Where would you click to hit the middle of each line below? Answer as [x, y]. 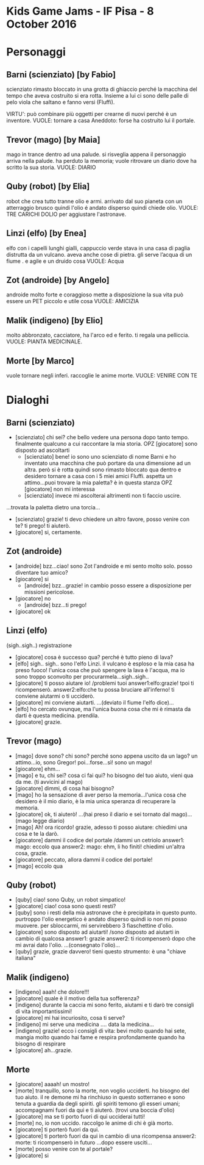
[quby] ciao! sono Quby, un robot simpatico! [70, 900]
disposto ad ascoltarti [42, 450]
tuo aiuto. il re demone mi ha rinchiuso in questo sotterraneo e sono [100, 1097]
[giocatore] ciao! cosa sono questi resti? [65, 906]
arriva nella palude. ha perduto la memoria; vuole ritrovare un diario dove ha [101, 161]
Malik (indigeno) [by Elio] [55, 321]
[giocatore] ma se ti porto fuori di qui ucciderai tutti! [80, 1116]
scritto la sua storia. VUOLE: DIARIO [51, 167]
